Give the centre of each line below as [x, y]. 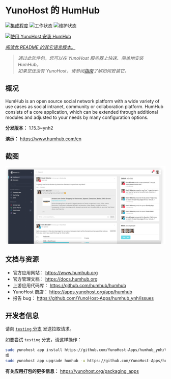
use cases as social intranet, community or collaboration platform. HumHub [84, 106]
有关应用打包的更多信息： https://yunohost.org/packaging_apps [72, 371]
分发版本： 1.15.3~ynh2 [29, 128]
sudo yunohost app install [34, 350]
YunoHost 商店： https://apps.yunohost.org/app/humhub [72, 292]
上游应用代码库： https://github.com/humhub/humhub [69, 285]
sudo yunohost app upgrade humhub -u [45, 361]
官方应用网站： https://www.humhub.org [55, 272]
